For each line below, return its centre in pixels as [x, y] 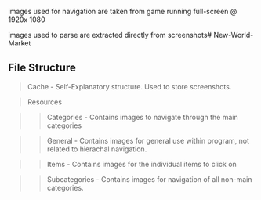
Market [20, 43]
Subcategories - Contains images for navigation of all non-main [149, 179]
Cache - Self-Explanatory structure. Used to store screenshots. [129, 86]
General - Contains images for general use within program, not [148, 140]
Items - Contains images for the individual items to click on [141, 164]
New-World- [234, 35]
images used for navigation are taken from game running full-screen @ [123, 11]
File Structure [42, 68]
